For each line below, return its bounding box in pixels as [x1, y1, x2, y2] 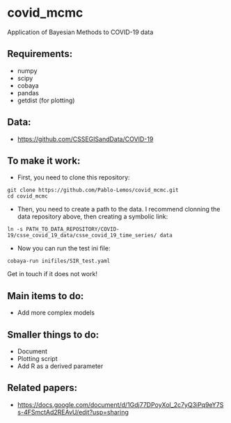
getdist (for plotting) [17, 96, 75, 104]
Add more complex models [17, 308, 95, 317]
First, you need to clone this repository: [17, 173, 130, 182]
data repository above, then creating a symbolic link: [17, 212, 168, 221]
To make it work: [7, 154, 81, 166]
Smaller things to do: [7, 328, 99, 340]
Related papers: [7, 382, 78, 394]
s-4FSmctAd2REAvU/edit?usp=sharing [17, 408, 129, 416]
